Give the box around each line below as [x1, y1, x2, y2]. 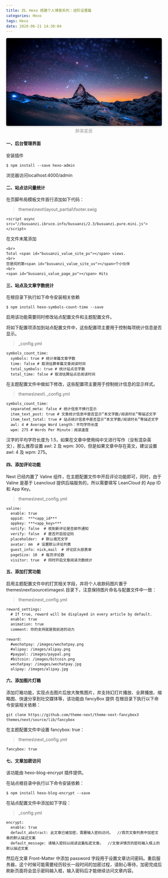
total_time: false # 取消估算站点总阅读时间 [10, 372, 96, 377]
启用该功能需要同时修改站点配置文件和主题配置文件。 [6, 314, 115, 320]
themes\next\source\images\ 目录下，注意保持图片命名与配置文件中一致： [6, 586, 157, 592]
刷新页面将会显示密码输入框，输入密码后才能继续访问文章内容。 [6, 868, 136, 874]
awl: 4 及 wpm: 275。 [6, 449, 50, 455]
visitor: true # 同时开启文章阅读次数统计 [10, 557, 92, 563]
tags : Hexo [6, 18, 29, 23]
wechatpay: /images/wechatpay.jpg [10, 661, 82, 667]
